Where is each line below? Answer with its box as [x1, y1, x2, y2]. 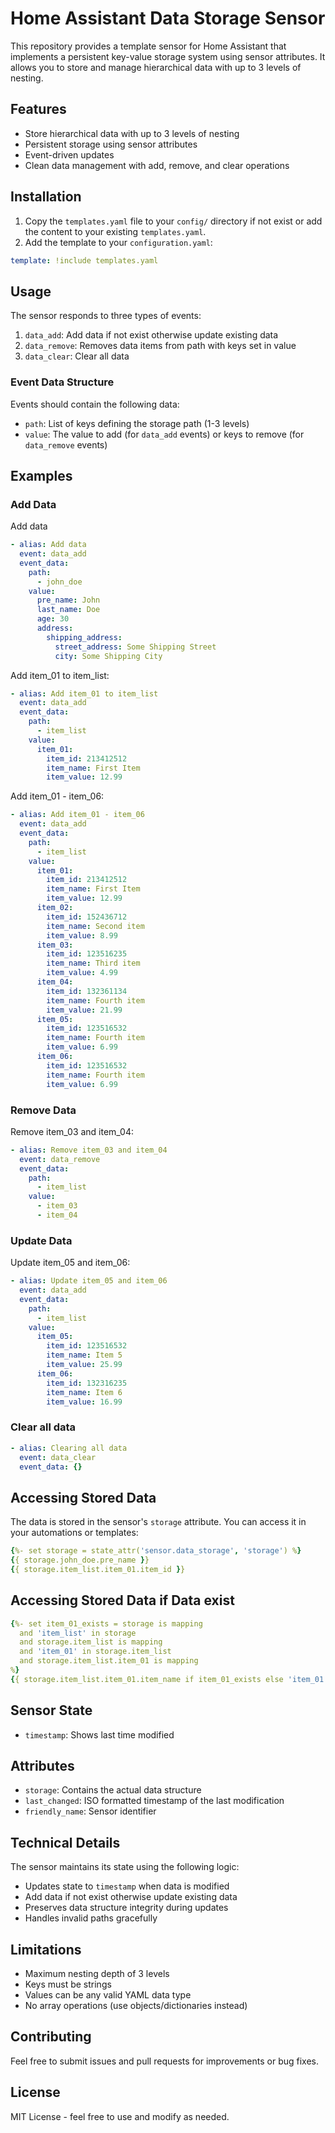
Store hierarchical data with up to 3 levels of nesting [24, 127, 240, 139]
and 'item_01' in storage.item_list [19, 1647, 172, 1657]
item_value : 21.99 [46, 1005, 123, 1015]
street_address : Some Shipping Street [54, 642, 217, 652]
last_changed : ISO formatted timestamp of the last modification [24, 1795, 285, 1807]
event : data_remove [19, 1154, 101, 1164]
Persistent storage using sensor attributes [24, 138, 198, 150]
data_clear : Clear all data [24, 350, 130, 362]
